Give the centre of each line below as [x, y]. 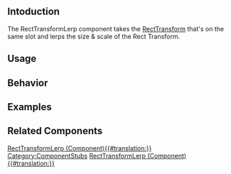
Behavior [28, 83]
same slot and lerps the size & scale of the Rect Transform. [94, 36]
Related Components [55, 131]
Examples [29, 107]
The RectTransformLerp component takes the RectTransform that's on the [116, 28]
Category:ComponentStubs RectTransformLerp [77, 156]
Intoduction [34, 12]
